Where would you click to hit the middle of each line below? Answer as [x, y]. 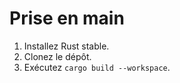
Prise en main [67, 18]
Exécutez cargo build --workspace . [97, 67]
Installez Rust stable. [66, 46]
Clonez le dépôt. [57, 56]
